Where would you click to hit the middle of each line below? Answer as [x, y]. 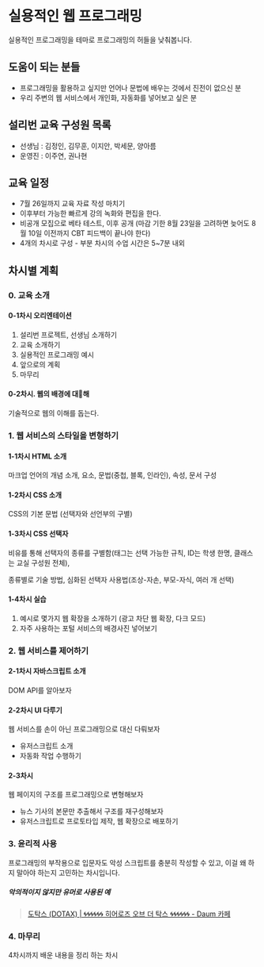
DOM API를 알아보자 [40, 690]
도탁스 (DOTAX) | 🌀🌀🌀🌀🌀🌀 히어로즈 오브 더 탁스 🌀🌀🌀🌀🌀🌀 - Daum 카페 [129, 914]
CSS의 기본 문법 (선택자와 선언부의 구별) [70, 514]
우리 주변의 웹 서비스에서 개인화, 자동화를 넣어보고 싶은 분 [108, 98]
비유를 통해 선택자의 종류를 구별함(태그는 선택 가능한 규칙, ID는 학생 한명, [120, 553]
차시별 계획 [34, 271]
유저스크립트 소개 [46, 746]
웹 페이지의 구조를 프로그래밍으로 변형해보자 [76, 795]
